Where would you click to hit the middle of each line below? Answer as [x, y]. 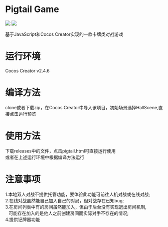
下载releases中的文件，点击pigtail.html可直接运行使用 [61, 151]
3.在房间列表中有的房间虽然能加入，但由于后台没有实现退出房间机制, [76, 207]
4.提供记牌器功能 [23, 219]
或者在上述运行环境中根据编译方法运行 [45, 157]
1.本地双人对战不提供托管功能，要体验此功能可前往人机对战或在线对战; [78, 194]
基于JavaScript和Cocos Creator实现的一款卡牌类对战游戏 [64, 34]
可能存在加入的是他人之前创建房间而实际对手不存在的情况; [68, 213]
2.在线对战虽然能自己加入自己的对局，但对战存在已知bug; [65, 200]
